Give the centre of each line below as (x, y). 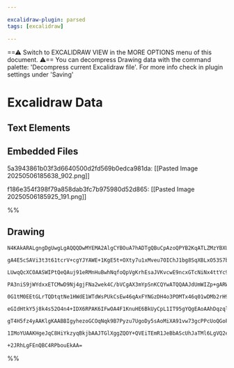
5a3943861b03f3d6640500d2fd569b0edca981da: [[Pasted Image (103, 168)
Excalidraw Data (55, 102)
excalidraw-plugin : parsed (46, 19)
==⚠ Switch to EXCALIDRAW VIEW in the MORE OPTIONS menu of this (110, 52)
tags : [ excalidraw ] (36, 26)
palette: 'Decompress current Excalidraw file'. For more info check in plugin (115, 67)
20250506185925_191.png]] (47, 196)
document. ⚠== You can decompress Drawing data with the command (109, 59)
